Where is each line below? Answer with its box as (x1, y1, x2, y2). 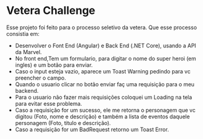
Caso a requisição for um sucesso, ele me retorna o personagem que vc (15, 106, 196, 114)
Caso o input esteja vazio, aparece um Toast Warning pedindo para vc (15, 67, 191, 75)
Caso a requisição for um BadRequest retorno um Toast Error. (15, 126, 169, 133)
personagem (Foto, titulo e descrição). (15, 119, 111, 126)
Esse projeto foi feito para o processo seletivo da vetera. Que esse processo (6, 24, 197, 31)
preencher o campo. (15, 74, 67, 81)
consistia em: (6, 30, 40, 37)
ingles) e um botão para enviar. (15, 61, 93, 69)
